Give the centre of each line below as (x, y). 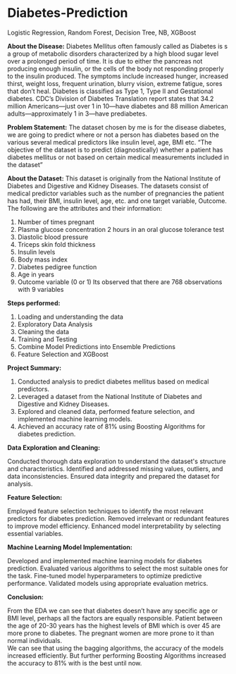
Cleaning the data (43, 331)
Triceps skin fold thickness (56, 244)
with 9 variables (41, 289)
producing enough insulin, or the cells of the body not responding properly (116, 68)
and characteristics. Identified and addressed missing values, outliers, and (115, 468)
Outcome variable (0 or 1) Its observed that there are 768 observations (120, 282)
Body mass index (43, 259)
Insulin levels (36, 252)
